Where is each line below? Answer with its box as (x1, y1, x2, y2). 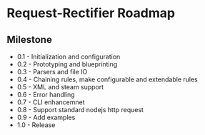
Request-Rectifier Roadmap (6, 5, 176, 21)
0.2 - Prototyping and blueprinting (16, 60, 118, 69)
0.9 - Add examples (16, 113, 76, 121)
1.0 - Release (16, 121, 56, 129)
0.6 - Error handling (16, 91, 76, 99)
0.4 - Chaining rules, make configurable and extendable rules (16, 75, 198, 84)
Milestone (6, 34, 53, 46)
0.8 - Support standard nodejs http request (16, 106, 144, 114)
